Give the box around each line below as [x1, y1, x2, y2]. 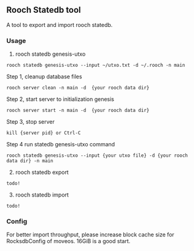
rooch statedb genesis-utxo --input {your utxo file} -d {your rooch [6, 152, 188, 159]
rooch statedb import [15, 191, 69, 198]
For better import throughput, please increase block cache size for [6, 231, 175, 238]
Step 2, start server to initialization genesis [6, 96, 115, 103]
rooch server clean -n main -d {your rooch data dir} [6, 85, 150, 91]
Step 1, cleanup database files [6, 73, 82, 80]
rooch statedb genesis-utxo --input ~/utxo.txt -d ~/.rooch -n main [6, 62, 185, 69]
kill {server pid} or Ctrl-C [6, 130, 81, 137]
